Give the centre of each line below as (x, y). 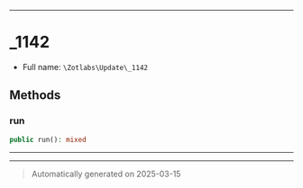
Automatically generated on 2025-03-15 (106, 174)
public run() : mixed (48, 139)
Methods (35, 95)
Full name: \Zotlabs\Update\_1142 (85, 67)
